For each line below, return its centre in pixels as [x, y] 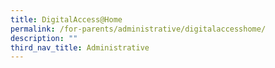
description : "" [44, 38]
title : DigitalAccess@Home [66, 19]
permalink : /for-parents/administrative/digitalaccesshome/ [138, 29]
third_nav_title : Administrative [80, 47]
